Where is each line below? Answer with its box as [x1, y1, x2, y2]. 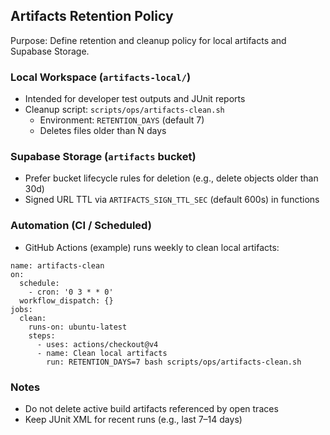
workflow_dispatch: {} [19, 295, 114, 306]
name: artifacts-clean [10, 260, 105, 271]
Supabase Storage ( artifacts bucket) [10, 150, 197, 164]
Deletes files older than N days [39, 125, 167, 137]
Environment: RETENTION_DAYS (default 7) [39, 114, 205, 126]
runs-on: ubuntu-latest [28, 322, 128, 332]
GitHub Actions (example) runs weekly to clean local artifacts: [24, 241, 280, 253]
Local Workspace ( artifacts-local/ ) [10, 70, 192, 84]
